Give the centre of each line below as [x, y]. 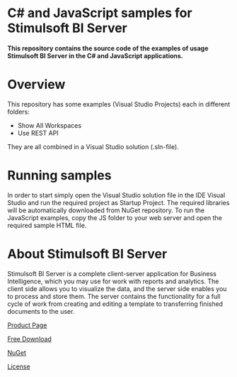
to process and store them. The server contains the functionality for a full [114, 296]
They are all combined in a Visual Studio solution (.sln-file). [93, 146]
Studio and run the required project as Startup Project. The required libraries [118, 202]
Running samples [59, 175]
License [19, 366]
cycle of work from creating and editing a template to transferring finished [115, 304]
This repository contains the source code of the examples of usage [108, 48]
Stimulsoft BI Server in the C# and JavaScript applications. [96, 55]
